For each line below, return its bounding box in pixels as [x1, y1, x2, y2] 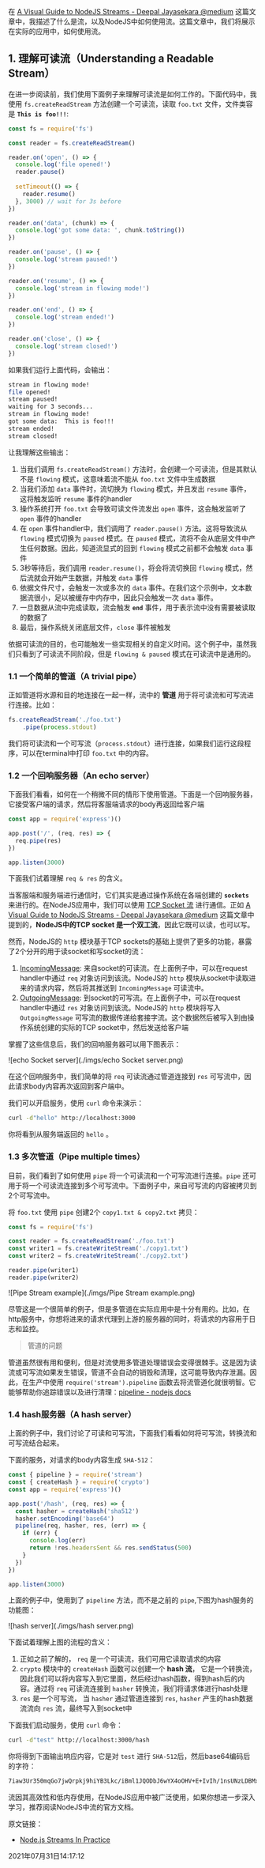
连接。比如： [14, 700, 57, 709]
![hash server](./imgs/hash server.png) [8, 1621, 134, 1631]
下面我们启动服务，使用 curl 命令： [8, 1720, 124, 1730]
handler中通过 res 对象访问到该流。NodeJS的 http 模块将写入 [19, 1003, 221, 1013]
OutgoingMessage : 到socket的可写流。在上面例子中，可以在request [19, 993, 241, 1002]
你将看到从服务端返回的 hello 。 [8, 1130, 113, 1139]
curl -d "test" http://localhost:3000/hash [8, 1736, 150, 1745]
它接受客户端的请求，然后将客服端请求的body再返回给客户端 [8, 799, 205, 809]
